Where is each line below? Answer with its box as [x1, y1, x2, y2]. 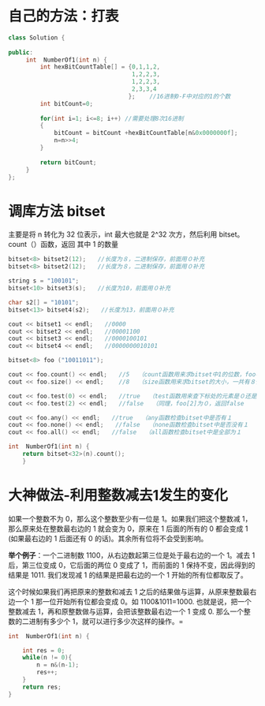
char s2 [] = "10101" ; [8, 298, 80, 306]
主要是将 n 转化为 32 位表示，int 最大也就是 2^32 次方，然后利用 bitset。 [8, 230, 244, 239]
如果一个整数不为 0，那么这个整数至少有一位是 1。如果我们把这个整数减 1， [8, 514, 252, 523]
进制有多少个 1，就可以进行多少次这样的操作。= [28, 616, 184, 626]
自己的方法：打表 [8, 7, 120, 25]
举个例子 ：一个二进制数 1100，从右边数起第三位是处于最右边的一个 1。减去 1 [8, 550, 256, 560]
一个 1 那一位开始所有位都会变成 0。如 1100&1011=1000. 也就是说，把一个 [14, 596, 252, 606]
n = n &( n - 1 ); [36, 661, 80, 669]
